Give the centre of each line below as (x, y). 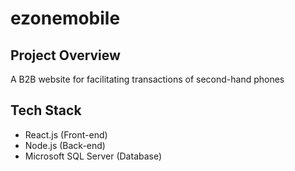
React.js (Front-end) (66, 134)
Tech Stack (46, 110)
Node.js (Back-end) (65, 145)
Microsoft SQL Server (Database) (93, 156)
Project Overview (65, 55)
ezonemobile (65, 18)
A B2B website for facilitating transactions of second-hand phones (147, 79)
